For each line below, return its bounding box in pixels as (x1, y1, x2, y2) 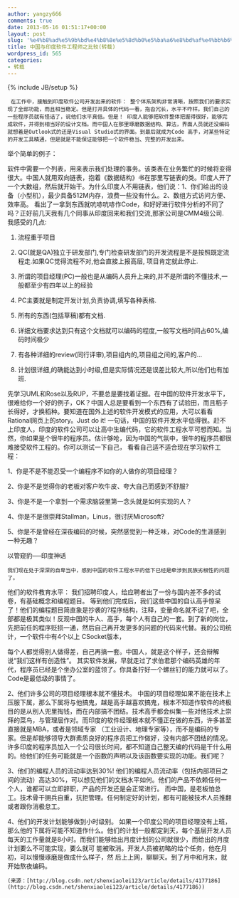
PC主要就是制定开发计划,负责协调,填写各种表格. (17, 296, 157, 305)
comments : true (7, 17, 53, 24)
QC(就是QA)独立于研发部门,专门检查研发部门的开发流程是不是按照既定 (17, 248, 223, 256)
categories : (7, 57, 43, 64)
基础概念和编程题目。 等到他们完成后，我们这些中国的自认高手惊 (26, 596, 215, 605)
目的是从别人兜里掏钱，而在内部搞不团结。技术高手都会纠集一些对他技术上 (7, 707, 225, 715)
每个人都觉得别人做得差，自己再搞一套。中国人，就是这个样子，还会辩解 (7, 647, 219, 655)
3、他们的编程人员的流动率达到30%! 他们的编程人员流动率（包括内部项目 (7, 766, 222, 775)
